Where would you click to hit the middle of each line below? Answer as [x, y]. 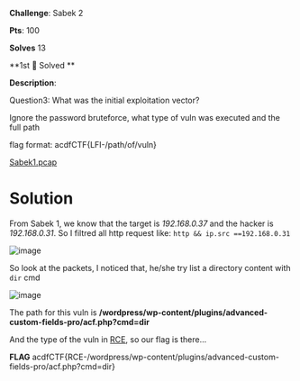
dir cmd [25, 277]
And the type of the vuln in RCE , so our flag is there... [108, 339]
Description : [33, 83]
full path [25, 127]
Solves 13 [28, 48]
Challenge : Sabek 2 [46, 13]
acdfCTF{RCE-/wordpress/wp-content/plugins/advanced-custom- [155, 357]
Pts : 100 [25, 30]
